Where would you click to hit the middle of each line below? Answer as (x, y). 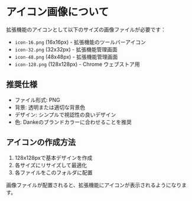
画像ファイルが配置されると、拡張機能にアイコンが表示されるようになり (94, 185)
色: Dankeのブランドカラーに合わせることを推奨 (73, 122)
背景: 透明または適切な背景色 (50, 107)
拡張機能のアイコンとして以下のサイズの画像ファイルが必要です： (86, 29)
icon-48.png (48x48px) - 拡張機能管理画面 (66, 57)
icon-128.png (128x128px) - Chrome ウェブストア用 (77, 64)
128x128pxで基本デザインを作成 (53, 157)
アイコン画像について (58, 12)
